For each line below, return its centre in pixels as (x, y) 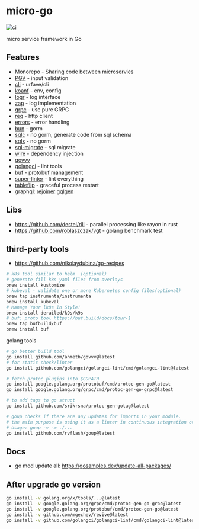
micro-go (30, 11)
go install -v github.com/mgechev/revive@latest (67, 514)
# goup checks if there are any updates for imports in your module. (94, 416)
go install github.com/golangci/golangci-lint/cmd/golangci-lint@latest (98, 368)
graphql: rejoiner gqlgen (44, 191)
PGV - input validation (41, 78)
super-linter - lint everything (49, 178)
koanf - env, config (38, 91)
